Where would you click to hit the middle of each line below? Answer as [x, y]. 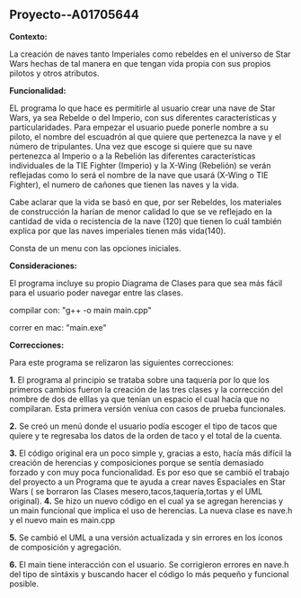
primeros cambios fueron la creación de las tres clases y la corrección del [146, 389]
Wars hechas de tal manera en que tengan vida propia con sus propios [140, 63]
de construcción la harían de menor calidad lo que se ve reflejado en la [141, 212]
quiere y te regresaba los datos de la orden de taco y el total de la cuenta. [146, 435]
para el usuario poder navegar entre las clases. [97, 293]
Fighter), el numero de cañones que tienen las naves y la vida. [124, 185]
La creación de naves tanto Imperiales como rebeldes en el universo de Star [150, 54]
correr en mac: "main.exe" [58, 327]
